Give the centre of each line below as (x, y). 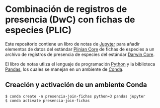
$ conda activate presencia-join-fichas (48, 101)
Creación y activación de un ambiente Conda (76, 85)
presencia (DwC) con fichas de (70, 20)
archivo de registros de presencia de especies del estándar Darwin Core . (80, 54)
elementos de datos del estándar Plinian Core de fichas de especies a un (80, 49)
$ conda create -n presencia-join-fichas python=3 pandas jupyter (75, 96)
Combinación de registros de (66, 9)
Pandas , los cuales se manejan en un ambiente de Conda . (64, 69)
